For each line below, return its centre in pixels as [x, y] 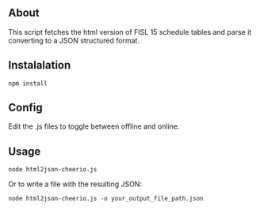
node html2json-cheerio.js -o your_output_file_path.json [106, 199]
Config [25, 108]
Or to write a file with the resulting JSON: [75, 184]
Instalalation [40, 65]
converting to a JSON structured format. [74, 40]
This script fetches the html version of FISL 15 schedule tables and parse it [130, 32]
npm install [28, 83]
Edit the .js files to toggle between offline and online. [94, 126]
